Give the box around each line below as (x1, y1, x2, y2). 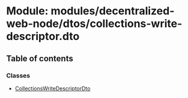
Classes (6, 71, 31, 79)
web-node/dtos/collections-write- (6, 17, 183, 30)
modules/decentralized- (50, 4, 175, 18)
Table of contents (6, 53, 73, 63)
